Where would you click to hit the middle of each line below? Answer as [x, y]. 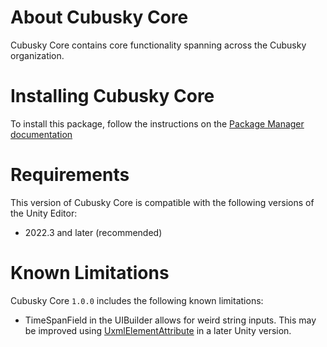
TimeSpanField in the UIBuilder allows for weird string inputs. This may [170, 320]
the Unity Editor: [44, 213]
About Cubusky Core [99, 17]
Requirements [70, 175]
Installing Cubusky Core [112, 96]
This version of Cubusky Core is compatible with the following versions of [162, 202]
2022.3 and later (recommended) [93, 232]
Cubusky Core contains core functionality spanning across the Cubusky [158, 45]
